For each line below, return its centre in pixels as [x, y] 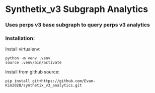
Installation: [20, 38]
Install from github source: [32, 72]
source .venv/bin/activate [33, 63]
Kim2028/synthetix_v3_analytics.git [44, 85]
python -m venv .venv [28, 58]
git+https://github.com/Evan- [64, 81]
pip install [18, 81]
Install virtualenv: [23, 49]
